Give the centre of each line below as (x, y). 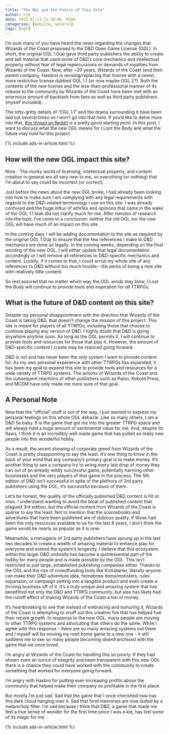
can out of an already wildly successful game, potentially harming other (80, 470)
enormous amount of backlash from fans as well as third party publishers (81, 97)
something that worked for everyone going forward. (59, 670)
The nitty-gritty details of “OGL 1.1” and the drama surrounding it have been (83, 112)
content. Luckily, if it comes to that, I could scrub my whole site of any (78, 261)
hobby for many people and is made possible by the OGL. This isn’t (75, 559)
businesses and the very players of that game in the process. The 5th (77, 476)
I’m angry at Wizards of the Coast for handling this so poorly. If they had (80, 654)
